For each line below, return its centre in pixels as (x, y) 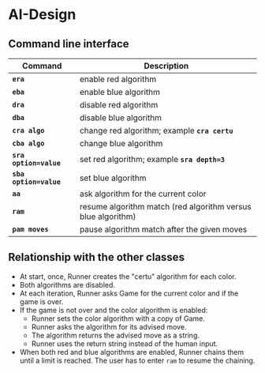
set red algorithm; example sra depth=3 (152, 159)
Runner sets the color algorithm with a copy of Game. (118, 318)
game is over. (41, 301)
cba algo (28, 143)
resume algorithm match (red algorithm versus (165, 207)
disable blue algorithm (121, 118)
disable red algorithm (119, 105)
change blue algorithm (121, 143)
